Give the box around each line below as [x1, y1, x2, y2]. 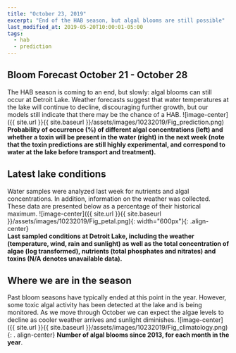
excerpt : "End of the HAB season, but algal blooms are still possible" [7, 17, 225, 24]
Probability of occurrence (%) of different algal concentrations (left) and [7, 125, 223, 134]
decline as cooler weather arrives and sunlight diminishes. [7, 316, 176, 324]
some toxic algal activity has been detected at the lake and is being [7, 301, 202, 309]
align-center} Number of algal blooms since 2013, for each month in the [16, 330, 230, 339]
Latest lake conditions [7, 168, 106, 180]
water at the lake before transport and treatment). [7, 147, 156, 156]
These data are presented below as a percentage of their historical [7, 202, 201, 210]
